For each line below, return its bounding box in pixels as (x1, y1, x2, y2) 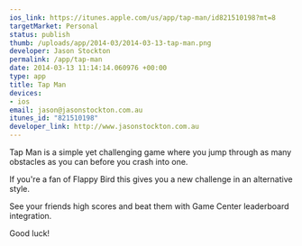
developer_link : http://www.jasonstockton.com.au (9, 123, 200, 132)
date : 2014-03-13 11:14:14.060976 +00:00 (9, 64, 168, 73)
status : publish (9, 30, 70, 39)
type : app (9, 72, 47, 81)
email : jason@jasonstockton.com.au (9, 105, 143, 114)
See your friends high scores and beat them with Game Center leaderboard (9, 201, 290, 212)
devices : (9, 88, 42, 97)
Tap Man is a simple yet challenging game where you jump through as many (9, 147, 292, 158)
